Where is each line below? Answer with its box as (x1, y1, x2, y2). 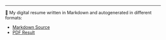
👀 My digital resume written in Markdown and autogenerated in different (5, 10, 152, 15)
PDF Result (12, 30, 35, 35)
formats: (5, 15, 22, 20)
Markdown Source (12, 24, 50, 30)
